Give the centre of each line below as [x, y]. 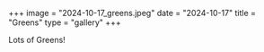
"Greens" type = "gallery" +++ [65, 22]
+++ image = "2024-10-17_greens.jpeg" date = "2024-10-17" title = [132, 13]
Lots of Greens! [37, 40]
